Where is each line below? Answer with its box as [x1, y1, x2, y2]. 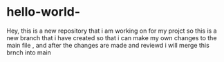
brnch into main [6, 48, 51, 57]
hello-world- [6, 4, 81, 20]
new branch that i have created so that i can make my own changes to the [6, 33, 217, 42]
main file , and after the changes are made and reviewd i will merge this [6, 41, 210, 49]
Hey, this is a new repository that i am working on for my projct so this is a [6, 27, 217, 35]
